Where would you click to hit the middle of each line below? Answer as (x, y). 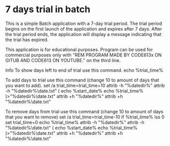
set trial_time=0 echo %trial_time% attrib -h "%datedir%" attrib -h (75, 122)
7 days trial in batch (48, 9)
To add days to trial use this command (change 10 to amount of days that (82, 80)
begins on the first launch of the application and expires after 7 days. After (84, 28)
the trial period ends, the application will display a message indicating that (83, 34)
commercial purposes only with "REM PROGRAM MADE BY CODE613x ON (84, 55)
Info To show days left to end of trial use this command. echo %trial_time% (84, 70)
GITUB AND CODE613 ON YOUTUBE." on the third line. (63, 60)
